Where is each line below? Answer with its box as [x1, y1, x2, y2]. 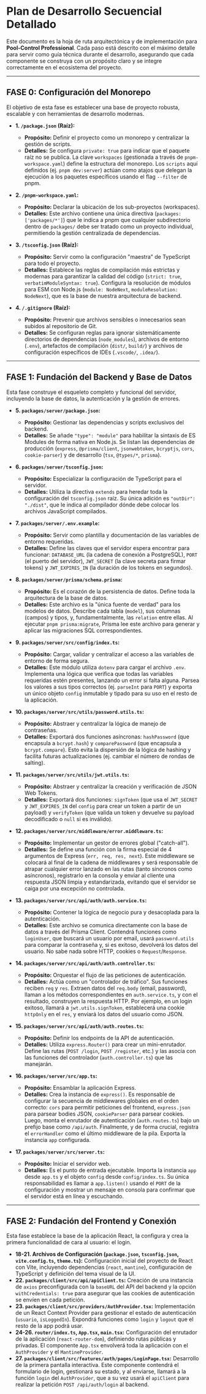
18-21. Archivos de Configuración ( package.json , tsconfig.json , [15, 1250, 179, 1258]
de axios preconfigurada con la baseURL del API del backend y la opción [15, 1283, 196, 1290]
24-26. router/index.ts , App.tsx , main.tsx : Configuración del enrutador [15, 1329, 197, 1336]
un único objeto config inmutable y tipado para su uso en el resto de [24, 689, 197, 697]
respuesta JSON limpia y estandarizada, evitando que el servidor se [24, 878, 196, 886]
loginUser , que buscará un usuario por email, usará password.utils [24, 934, 194, 942]
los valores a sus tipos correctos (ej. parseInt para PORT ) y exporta [24, 683, 193, 691]
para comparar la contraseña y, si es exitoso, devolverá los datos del [24, 941, 198, 948]
